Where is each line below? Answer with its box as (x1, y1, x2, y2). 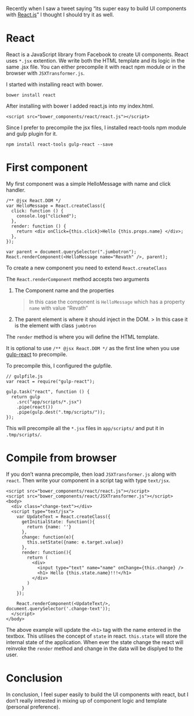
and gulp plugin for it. (6, 130, 58, 137)
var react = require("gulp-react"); (6, 378, 95, 385)
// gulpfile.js (6, 373, 43, 379)
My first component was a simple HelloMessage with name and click (6, 180, 171, 187)
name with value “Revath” (29, 304, 89, 312)
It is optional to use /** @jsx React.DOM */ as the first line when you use (6, 344, 180, 351)
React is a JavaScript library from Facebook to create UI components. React (6, 51, 189, 58)
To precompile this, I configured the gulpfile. (6, 362, 112, 369)
